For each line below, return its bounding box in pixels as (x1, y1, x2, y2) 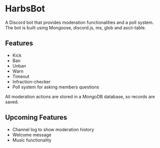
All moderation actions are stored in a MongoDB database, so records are (5, 93, 155, 99)
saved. (5, 99, 19, 105)
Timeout (12, 73, 30, 79)
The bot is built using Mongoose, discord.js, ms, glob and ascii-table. (5, 24, 146, 30)
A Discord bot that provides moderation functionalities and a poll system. (5, 19, 154, 25)
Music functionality (12, 137, 52, 143)
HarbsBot (5, 3, 46, 14)
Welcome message (12, 132, 52, 138)
